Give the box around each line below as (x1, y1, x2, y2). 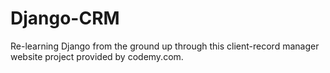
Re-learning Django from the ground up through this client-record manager (10, 40, 320, 52)
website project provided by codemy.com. (10, 50, 184, 62)
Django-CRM (10, 7, 120, 30)
